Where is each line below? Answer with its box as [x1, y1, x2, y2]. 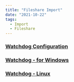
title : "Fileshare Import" [5, 7, 63, 13]
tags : [5, 17, 17, 22]
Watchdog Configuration [5, 43, 68, 50]
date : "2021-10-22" [5, 12, 47, 17]
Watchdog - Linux [5, 70, 51, 77]
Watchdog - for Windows [5, 56, 69, 63]
